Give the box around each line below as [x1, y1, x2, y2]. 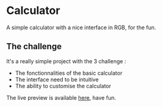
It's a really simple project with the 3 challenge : [6, 57, 127, 64]
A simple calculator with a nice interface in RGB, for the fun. [6, 24, 157, 31]
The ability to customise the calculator [15, 82, 111, 89]
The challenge [6, 41, 62, 52]
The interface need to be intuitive [15, 75, 99, 83]
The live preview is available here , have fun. [6, 94, 116, 101]
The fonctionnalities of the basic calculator [15, 69, 123, 77]
